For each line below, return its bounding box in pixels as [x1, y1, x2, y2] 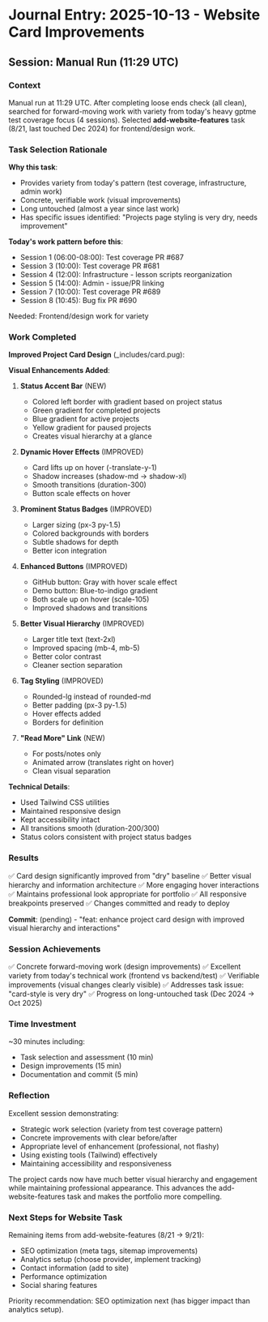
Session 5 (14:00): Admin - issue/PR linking [19, 278, 164, 289]
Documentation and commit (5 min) [19, 1070, 139, 1080]
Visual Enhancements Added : [8, 366, 111, 375]
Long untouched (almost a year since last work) [19, 204, 180, 214]
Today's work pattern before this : [8, 237, 124, 246]
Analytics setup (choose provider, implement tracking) [19, 1254, 202, 1264]
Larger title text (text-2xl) [32, 635, 116, 644]
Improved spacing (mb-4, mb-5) [32, 643, 140, 653]
